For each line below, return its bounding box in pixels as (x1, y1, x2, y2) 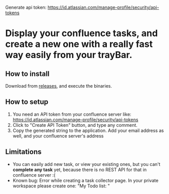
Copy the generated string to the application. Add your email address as (12, 127, 164, 133)
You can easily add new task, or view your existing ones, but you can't (12, 161, 160, 167)
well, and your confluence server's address (12, 132, 104, 139)
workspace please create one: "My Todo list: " (12, 183, 110, 189)
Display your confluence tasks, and (5, 27, 158, 39)
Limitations (5, 148, 42, 156)
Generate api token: (5, 5, 47, 10)
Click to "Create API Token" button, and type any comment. (12, 122, 137, 128)
